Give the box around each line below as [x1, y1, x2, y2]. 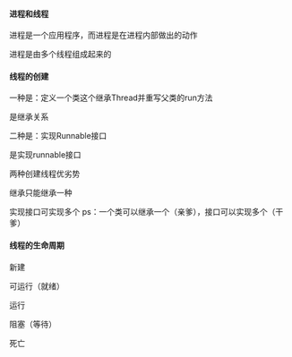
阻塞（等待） [9, 319, 56, 329]
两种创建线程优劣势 [9, 168, 81, 179]
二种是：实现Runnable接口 [9, 131, 107, 141]
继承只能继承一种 [9, 188, 73, 199]
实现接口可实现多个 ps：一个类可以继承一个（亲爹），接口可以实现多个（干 [9, 207, 284, 217]
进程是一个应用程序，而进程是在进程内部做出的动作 [9, 30, 198, 40]
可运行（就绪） [9, 280, 64, 291]
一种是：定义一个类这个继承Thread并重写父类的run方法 [9, 92, 213, 103]
